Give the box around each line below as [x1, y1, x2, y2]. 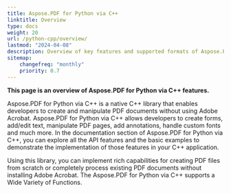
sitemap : [7, 55, 32, 62]
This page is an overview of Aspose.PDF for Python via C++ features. [7, 86, 210, 94]
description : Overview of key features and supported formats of [7, 49, 198, 55]
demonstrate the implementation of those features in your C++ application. [7, 143, 219, 151]
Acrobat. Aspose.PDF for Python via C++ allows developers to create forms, [7, 114, 223, 122]
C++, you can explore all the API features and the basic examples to [7, 136, 200, 144]
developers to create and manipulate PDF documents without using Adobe [7, 107, 218, 115]
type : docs [7, 23, 38, 29]
